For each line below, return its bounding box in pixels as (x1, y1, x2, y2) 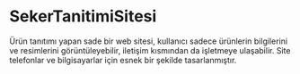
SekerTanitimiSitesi (9, 6, 157, 27)
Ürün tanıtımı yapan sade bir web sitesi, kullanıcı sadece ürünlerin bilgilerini (9, 36, 288, 46)
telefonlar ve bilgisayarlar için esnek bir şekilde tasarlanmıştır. (9, 54, 237, 65)
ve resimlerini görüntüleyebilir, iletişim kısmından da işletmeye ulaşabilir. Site (9, 45, 291, 55)
